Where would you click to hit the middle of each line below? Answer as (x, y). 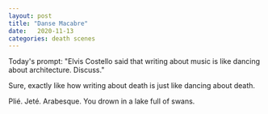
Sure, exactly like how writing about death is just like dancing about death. (132, 86)
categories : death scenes (52, 38)
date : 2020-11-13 (41, 31)
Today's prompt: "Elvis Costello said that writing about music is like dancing (134, 61)
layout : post (30, 16)
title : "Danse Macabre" (48, 23)
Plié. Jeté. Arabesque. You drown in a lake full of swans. (102, 101)
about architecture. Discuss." (57, 70)
